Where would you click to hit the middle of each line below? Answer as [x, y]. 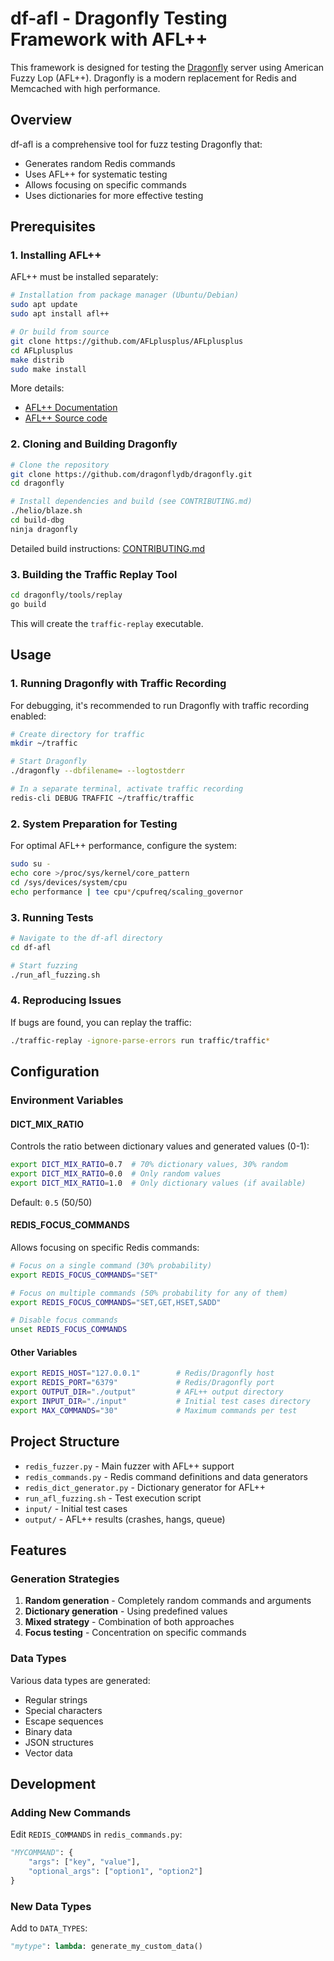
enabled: [28, 716]
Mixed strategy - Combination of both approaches [129, 1622]
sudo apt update [44, 305]
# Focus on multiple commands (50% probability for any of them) [149, 1293]
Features [38, 1550]
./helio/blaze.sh [46, 511]
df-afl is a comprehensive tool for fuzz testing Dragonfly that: [136, 144]
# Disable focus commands [64, 1320]
